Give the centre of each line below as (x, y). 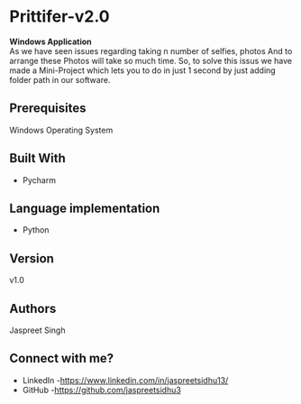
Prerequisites (48, 109)
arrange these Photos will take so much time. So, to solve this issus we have (151, 60)
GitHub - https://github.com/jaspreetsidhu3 (102, 390)
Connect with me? (62, 358)
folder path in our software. (60, 79)
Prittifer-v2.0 (59, 17)
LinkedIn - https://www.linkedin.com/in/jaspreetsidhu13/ (125, 380)
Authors (33, 308)
